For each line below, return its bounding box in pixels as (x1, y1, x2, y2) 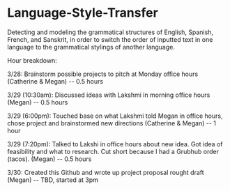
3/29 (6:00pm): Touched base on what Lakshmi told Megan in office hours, (7, 112, 223, 120)
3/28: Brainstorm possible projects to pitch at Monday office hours (7, 70, 199, 78)
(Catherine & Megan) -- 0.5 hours (7, 77, 103, 85)
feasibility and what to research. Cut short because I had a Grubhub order (7, 147, 220, 155)
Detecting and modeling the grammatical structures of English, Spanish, (7, 28, 214, 36)
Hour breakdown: (7, 56, 57, 64)
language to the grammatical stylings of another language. (7, 43, 176, 51)
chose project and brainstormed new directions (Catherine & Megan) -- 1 (7, 119, 217, 127)
